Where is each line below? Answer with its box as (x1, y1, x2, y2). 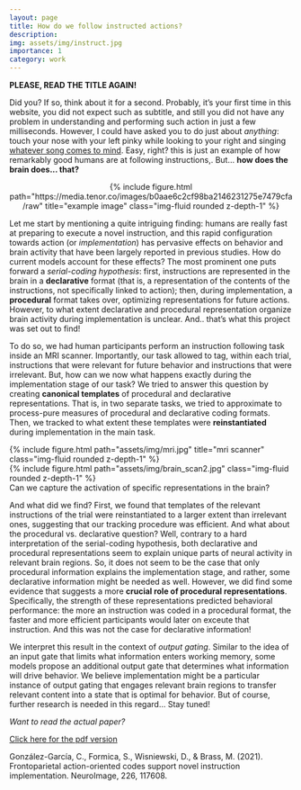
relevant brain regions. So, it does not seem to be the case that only (9, 557, 261, 568)
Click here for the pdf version (9, 734, 119, 744)
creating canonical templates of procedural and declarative (9, 389, 232, 399)
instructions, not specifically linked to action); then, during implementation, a (9, 285, 293, 295)
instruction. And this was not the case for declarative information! (9, 624, 252, 634)
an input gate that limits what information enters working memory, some (9, 651, 276, 661)
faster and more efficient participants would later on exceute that (9, 615, 250, 625)
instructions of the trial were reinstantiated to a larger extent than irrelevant (9, 509, 288, 520)
